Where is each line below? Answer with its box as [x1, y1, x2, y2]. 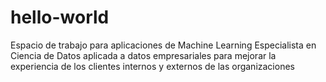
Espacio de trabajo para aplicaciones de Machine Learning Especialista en [10, 39, 317, 51]
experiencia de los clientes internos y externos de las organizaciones [10, 60, 295, 72]
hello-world [10, 6, 110, 29]
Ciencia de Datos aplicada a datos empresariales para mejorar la [10, 49, 277, 61]
